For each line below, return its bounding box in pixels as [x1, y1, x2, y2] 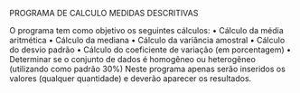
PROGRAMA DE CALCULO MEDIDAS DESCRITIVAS [9, 8, 199, 18]
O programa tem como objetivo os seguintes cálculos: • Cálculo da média [9, 25, 285, 35]
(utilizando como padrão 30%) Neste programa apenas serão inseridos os [9, 63, 286, 74]
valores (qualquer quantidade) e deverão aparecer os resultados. [9, 73, 252, 84]
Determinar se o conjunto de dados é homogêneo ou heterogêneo [9, 54, 256, 64]
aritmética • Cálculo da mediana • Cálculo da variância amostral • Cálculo [9, 35, 286, 45]
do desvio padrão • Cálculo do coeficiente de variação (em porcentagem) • [9, 44, 292, 55]
